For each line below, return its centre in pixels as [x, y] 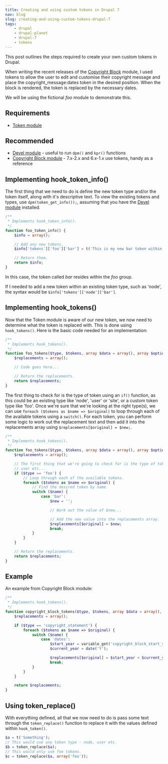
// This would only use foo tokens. [43, 751]
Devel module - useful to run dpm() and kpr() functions [69, 153]
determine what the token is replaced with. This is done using [68, 325]
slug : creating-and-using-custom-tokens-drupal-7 [58, 19]
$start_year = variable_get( [80, 644]
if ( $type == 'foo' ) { [38, 473]
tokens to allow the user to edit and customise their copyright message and [83, 77]
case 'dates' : [55, 639]
